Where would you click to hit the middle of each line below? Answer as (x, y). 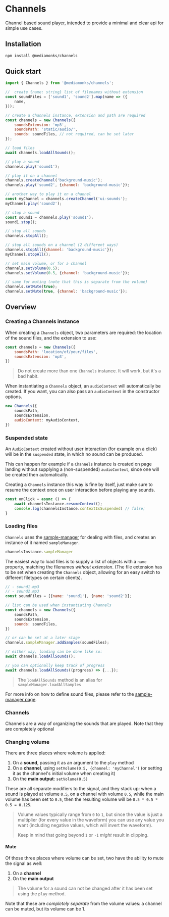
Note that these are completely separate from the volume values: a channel (84, 903)
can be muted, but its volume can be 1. (45, 909)
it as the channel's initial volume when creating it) (64, 774)
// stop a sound (22, 213)
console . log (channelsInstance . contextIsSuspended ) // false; (80, 508)
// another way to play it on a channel (48, 194)
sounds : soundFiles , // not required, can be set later (74, 134)
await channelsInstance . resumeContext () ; (58, 504)
